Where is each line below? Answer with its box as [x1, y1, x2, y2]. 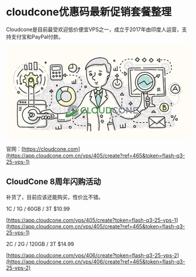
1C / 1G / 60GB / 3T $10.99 [6, 205, 70, 212]
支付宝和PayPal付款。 [11, 33, 64, 40]
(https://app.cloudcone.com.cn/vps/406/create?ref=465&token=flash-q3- [6, 258, 185, 265]
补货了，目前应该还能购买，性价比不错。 [6, 193, 104, 200]
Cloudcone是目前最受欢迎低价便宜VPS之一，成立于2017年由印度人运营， [6, 26, 183, 33]
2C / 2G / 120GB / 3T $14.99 [6, 240, 74, 247]
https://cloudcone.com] [23, 145, 80, 153]
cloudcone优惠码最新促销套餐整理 [6, 5, 172, 19]
